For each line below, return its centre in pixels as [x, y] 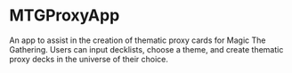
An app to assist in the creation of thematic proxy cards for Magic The [138, 40]
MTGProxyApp [65, 16]
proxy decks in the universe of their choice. [89, 59]
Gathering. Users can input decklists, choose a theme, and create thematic [146, 49]
